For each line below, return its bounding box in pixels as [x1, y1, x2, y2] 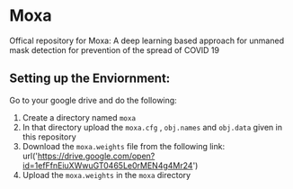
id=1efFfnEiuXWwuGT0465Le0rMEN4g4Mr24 [22, 159, 193, 171]
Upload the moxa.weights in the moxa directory [22, 169, 191, 180]
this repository [22, 131, 76, 142]
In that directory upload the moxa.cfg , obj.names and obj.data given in [22, 121, 283, 132]
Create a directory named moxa [22, 112, 137, 122]
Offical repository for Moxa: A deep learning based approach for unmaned [9, 35, 285, 46]
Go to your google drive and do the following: [9, 94, 177, 105]
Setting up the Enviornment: [9, 71, 171, 86]
